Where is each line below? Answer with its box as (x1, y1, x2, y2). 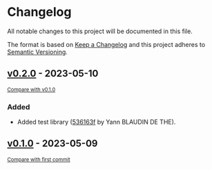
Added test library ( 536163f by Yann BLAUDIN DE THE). (17, 118, 176, 126)
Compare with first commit (7, 156, 70, 163)
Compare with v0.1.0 (7, 86, 56, 93)
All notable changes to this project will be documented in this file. (7, 27, 193, 35)
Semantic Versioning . (7, 48, 68, 56)
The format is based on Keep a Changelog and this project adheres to (7, 40, 206, 48)
